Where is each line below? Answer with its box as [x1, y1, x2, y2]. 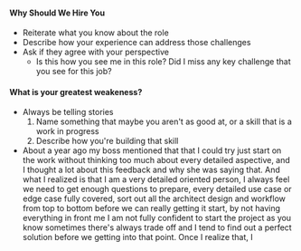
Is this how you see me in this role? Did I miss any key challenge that [35, 56, 291, 67]
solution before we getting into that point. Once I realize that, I [22, 232, 253, 243]
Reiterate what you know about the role [22, 27, 169, 38]
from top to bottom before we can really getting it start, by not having [22, 203, 281, 214]
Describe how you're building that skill [35, 136, 179, 147]
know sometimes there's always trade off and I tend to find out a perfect [22, 222, 292, 233]
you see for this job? [35, 66, 112, 77]
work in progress [35, 126, 99, 137]
